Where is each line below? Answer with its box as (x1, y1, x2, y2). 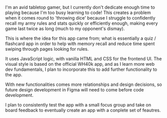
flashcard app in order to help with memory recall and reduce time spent (5, 41, 155, 47)
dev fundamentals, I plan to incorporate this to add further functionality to (5, 66, 157, 72)
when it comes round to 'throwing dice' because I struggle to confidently (5, 15, 155, 21)
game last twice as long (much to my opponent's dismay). (5, 26, 125, 32)
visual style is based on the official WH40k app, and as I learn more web (5, 61, 155, 67)
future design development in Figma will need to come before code (5, 87, 144, 92)
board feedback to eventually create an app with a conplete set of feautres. (5, 107, 161, 113)
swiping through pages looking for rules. (5, 46, 89, 52)
